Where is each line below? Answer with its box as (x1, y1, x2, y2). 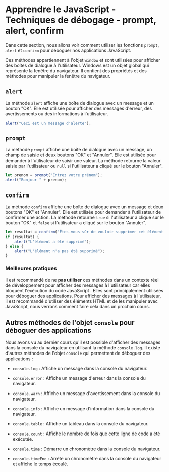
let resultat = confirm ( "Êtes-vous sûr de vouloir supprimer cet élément (5, 229, 164, 234)
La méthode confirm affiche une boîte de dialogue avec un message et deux (5, 204, 164, 210)
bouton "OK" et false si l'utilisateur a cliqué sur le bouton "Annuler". (5, 220, 146, 226)
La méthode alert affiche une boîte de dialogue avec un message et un (5, 100, 154, 106)
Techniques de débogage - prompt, (5, 14, 156, 26)
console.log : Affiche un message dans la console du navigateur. (12, 366, 148, 372)
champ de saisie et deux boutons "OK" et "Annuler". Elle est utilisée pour (5, 152, 156, 158)
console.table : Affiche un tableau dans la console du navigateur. (12, 421, 149, 427)
